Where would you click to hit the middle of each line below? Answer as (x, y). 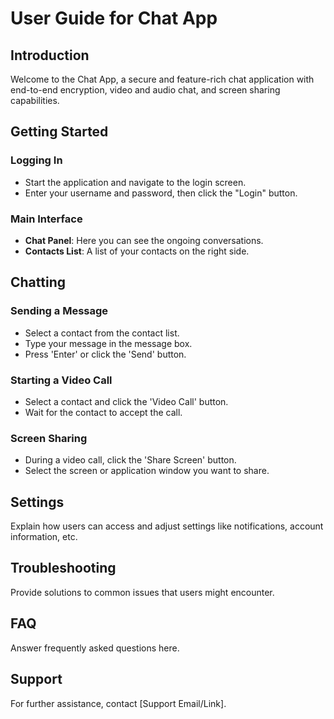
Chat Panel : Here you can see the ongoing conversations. (144, 240)
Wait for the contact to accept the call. (103, 412)
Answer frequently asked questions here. (95, 648)
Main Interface (46, 219)
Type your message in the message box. (108, 343)
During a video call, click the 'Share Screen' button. (130, 460)
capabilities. (35, 100)
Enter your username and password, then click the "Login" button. (161, 193)
